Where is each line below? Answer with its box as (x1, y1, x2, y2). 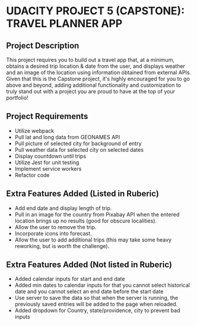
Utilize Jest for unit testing (14, 159, 80, 166)
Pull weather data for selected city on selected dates (14, 146, 144, 153)
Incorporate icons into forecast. (14, 230, 92, 237)
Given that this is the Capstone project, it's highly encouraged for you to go (6, 76, 190, 82)
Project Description (6, 40, 80, 51)
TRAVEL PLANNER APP (6, 17, 123, 30)
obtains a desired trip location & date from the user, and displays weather (6, 62, 186, 70)
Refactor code (14, 171, 50, 178)
